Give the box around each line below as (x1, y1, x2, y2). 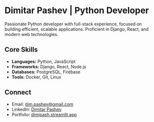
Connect (4, 88, 32, 97)
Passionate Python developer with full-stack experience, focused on (4, 21, 142, 27)
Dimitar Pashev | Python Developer (4, 5, 149, 16)
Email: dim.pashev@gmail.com (11, 101, 74, 107)
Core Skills (4, 45, 38, 54)
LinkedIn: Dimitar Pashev (11, 106, 62, 112)
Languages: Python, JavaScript (11, 59, 76, 64)
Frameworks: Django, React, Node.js (11, 63, 86, 69)
